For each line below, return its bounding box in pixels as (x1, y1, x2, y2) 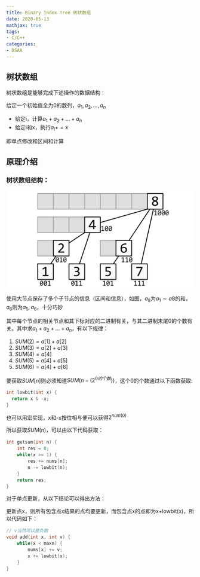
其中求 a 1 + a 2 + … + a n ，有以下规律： (16, 325, 109, 333)
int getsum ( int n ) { (6, 439, 58, 445)
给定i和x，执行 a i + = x (14, 124, 69, 133)
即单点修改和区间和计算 (6, 138, 64, 145)
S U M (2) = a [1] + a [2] (14, 338, 67, 345)
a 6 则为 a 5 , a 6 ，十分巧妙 (6, 303, 63, 312)
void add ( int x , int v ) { (6, 534, 70, 541)
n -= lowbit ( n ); (27, 464, 68, 471)
